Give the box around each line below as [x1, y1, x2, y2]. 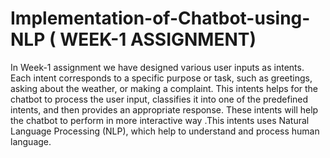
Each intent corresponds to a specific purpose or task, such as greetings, [10, 72, 313, 84]
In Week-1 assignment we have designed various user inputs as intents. [10, 61, 305, 73]
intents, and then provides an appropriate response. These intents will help [10, 103, 319, 116]
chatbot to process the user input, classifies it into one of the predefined [10, 93, 309, 105]
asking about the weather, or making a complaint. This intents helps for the [10, 82, 319, 94]
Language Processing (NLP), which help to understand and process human [10, 125, 320, 137]
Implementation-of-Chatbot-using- [10, 7, 311, 30]
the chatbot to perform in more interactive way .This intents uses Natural [10, 114, 310, 126]
